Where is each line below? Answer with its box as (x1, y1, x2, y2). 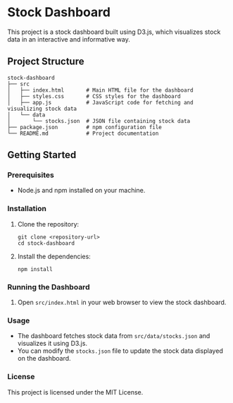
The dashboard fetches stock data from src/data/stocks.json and (17, 332, 210, 340)
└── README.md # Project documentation (7, 130, 159, 137)
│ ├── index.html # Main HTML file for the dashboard (7, 86, 194, 94)
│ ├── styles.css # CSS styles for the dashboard (7, 92, 181, 100)
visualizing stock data (7, 105, 77, 112)
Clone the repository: (17, 219, 80, 228)
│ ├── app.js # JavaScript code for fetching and (7, 99, 194, 106)
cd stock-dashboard (17, 239, 75, 247)
